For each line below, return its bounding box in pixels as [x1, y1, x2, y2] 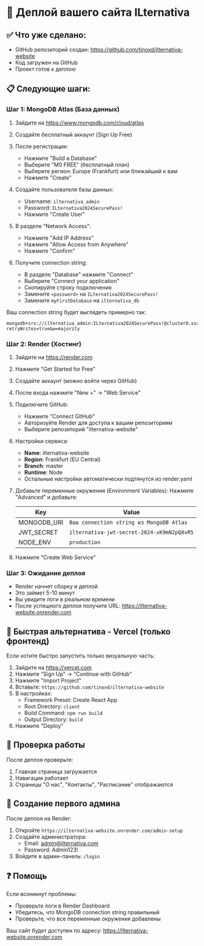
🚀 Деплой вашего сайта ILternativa [6, 5, 190, 20]
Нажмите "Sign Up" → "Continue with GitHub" [15, 670, 132, 678]
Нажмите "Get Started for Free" [15, 365, 96, 373]
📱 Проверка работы [6, 740, 85, 750]
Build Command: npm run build [24, 709, 103, 717]
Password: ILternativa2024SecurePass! [24, 204, 123, 211]
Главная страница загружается [15, 768, 97, 775]
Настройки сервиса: [15, 437, 69, 445]
